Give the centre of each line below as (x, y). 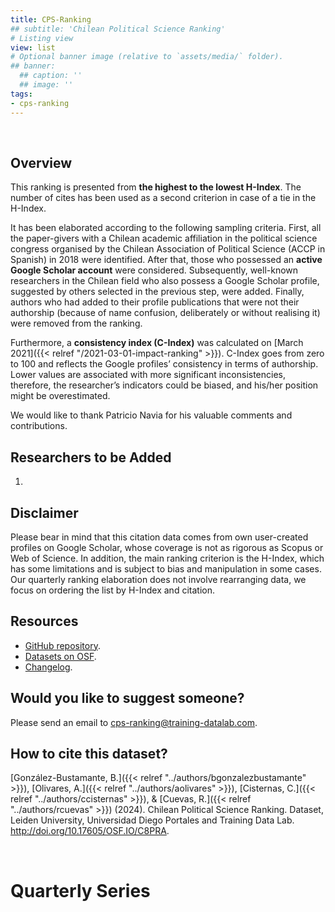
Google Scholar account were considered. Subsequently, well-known (154, 270)
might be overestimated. (60, 396)
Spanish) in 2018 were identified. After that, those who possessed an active (166, 260)
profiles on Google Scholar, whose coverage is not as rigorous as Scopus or (167, 547)
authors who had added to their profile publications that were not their (155, 302)
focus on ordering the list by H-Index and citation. (112, 590)
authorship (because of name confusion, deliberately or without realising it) (165, 313)
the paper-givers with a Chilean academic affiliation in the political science (164, 238)
